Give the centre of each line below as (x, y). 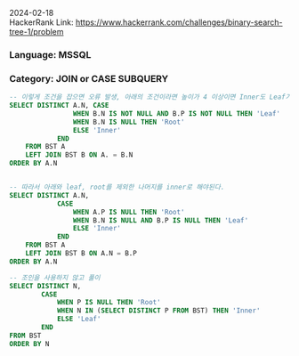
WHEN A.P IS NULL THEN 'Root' (129, 212)
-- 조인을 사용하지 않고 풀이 (55, 278)
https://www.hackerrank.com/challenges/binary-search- (179, 22)
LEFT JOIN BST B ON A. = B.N (79, 155)
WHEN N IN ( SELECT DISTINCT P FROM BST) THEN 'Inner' (158, 311)
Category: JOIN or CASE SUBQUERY (89, 78)
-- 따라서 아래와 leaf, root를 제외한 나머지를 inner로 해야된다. (117, 187)
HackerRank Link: (41, 22)
